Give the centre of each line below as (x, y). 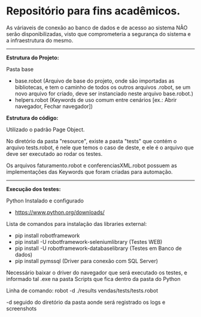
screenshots (22, 308)
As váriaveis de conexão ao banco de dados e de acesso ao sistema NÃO (97, 28)
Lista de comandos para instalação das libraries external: (77, 224)
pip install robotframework (47, 236)
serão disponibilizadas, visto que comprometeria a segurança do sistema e (99, 34)
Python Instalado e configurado (45, 200)
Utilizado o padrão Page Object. (45, 129)
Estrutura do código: (32, 117)
